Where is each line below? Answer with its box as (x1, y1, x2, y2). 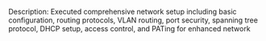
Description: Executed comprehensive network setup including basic (8, 7, 237, 16)
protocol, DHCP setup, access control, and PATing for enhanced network (8, 24, 251, 33)
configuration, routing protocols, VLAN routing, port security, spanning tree (8, 15, 258, 25)
